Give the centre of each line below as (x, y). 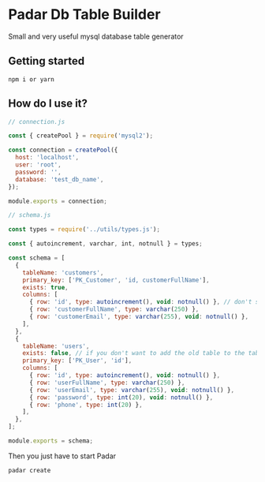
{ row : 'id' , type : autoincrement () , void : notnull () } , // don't (140, 302)
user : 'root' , (38, 165)
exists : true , (45, 287)
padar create (30, 470)
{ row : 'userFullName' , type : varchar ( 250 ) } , (107, 383)
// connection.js (37, 121)
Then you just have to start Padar (62, 456)
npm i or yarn (32, 79)
